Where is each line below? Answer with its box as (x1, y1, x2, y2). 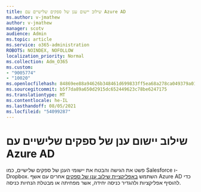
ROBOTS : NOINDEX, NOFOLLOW (6, 48, 74, 54)
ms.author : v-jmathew (6, 14, 60, 20)
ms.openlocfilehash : (6, 81, 58, 87)
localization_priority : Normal (6, 53, 84, 59)
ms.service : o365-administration (6, 42, 90, 48)
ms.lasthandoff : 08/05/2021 (6, 103, 77, 109)
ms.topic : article (6, 36, 52, 42)
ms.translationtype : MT (6, 92, 66, 98)
